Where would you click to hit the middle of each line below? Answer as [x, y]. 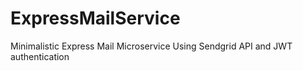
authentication [40, 56]
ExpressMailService [95, 18]
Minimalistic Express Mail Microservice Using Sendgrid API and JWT [151, 46]
